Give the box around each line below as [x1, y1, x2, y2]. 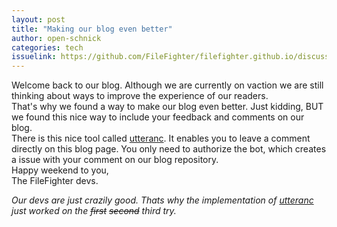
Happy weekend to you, [11, 164, 109, 176]
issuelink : [11, 52, 57, 62]
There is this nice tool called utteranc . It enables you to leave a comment [11, 132, 311, 145]
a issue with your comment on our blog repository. [11, 154, 219, 166]
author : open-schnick [11, 33, 102, 43]
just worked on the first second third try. [11, 205, 177, 217]
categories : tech [11, 42, 84, 53]
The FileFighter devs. [11, 175, 99, 187]
